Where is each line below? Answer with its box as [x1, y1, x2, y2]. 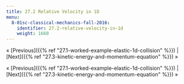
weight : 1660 [17, 31, 49, 37]
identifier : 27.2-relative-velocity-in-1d [17, 25, 123, 31]
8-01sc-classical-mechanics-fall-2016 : [11, 20, 110, 25]
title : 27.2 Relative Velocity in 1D [6, 8, 100, 15]
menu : [6, 14, 20, 20]
